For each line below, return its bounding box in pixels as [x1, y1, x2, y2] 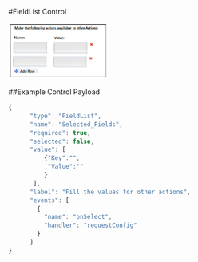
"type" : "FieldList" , [29, 112, 102, 120]
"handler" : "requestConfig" [43, 221, 137, 230]
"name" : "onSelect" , [43, 213, 113, 221]
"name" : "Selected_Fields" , [29, 120, 124, 129]
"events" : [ [29, 196, 69, 204]
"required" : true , [29, 129, 91, 137]
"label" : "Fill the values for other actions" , [29, 188, 192, 196]
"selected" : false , [29, 137, 94, 145]
